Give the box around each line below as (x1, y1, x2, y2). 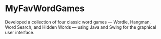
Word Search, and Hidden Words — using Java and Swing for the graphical (5, 24, 156, 30)
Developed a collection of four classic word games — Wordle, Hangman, (5, 19, 151, 25)
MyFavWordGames (5, 3, 85, 14)
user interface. (5, 29, 35, 35)
